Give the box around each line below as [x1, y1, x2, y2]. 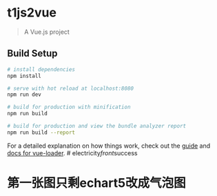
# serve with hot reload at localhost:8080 [7, 85, 134, 92]
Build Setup [7, 48, 58, 59]
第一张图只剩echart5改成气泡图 [7, 175, 186, 190]
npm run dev [7, 91, 41, 98]
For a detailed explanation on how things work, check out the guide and [7, 141, 211, 150]
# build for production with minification [7, 104, 131, 111]
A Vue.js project [23, 28, 70, 36]
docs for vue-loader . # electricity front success [7, 148, 138, 157]
